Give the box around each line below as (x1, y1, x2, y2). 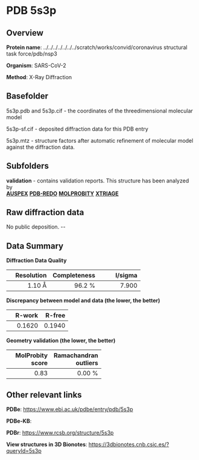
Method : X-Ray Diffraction (6, 74, 72, 80)
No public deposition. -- (6, 223, 66, 230)
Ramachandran (53, 351, 98, 360)
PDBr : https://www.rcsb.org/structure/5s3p (6, 429, 114, 436)
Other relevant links (6, 389, 83, 400)
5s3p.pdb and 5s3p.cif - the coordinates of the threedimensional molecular (6, 107, 193, 114)
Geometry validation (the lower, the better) (6, 337, 116, 345)
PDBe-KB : (6, 418, 32, 425)
